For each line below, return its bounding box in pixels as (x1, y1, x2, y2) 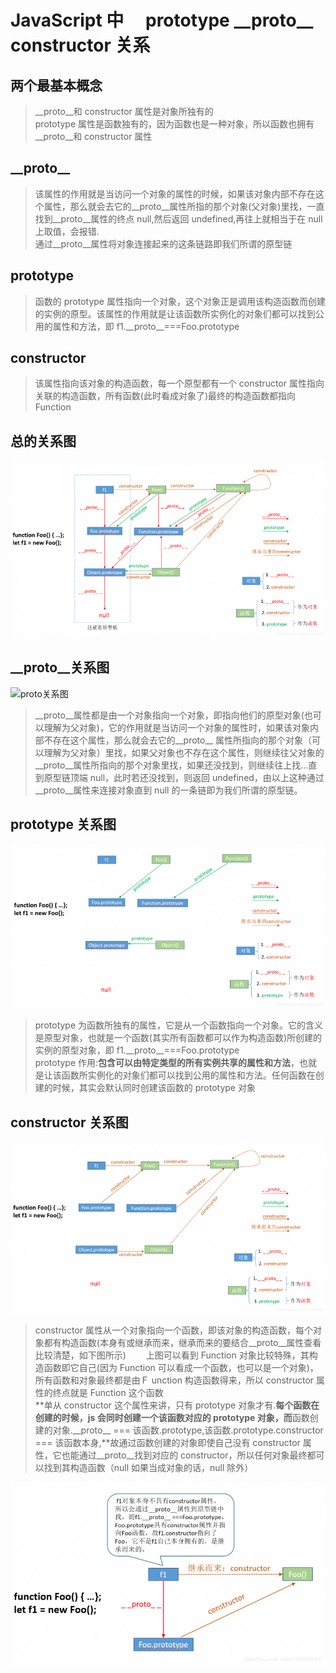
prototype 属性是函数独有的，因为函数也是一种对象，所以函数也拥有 (34, 118, 315, 130)
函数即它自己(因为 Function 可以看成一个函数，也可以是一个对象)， (43, 1362, 319, 1374)
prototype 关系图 (10, 816, 117, 833)
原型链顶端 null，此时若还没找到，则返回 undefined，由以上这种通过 (43, 771, 325, 783)
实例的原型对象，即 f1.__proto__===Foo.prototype (34, 1044, 240, 1056)
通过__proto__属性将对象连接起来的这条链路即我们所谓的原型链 (34, 237, 293, 250)
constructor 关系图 (10, 1114, 129, 1131)
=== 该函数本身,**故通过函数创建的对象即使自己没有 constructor (34, 1437, 301, 1449)
